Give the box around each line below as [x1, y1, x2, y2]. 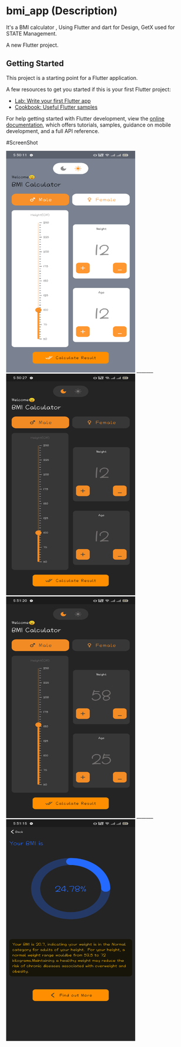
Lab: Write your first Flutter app [14, 97, 91, 104]
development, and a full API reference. [6, 127, 100, 134]
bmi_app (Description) [6, 4, 118, 18]
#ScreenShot [6, 139, 38, 146]
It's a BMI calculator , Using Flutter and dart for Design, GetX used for [6, 24, 175, 31]
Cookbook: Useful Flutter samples [14, 103, 98, 111]
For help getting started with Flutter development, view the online [6, 115, 165, 122]
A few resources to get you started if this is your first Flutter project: [6, 86, 171, 93]
